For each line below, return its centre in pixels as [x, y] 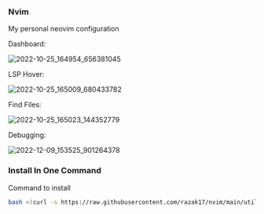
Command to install [39, 187]
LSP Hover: [26, 74]
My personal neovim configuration [64, 29]
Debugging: [27, 135]
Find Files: [25, 105]
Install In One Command [55, 171]
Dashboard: [27, 44]
